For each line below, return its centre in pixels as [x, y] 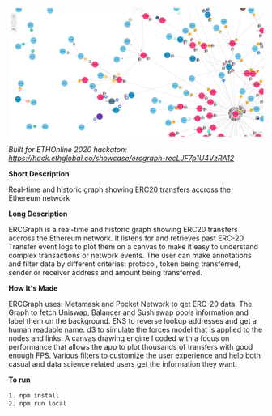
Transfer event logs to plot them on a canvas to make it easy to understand [134, 246]
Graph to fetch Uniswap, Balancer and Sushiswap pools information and [128, 312]
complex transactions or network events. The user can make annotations [130, 255]
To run [19, 380]
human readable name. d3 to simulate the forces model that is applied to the [136, 329]
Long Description [38, 214]
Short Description [39, 173]
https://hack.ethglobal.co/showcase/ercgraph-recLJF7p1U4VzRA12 [121, 158]
